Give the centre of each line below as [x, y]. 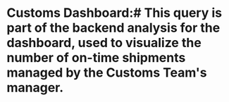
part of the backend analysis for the [113, 28]
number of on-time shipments [96, 58]
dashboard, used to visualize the [104, 43]
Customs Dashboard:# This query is [114, 13]
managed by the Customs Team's [107, 73]
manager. [35, 88]
